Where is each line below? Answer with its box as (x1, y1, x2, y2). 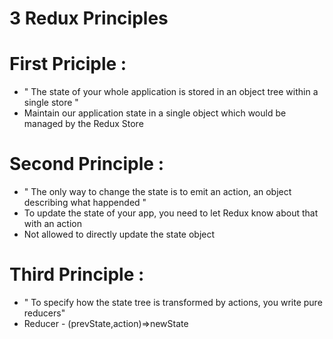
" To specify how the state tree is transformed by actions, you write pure (23, 297, 323, 308)
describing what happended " (23, 197, 147, 209)
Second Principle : (9, 153, 165, 176)
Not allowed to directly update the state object (23, 228, 216, 241)
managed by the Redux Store (23, 118, 144, 130)
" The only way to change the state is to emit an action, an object (23, 186, 292, 198)
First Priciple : (9, 53, 127, 76)
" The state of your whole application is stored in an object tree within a (23, 86, 319, 98)
